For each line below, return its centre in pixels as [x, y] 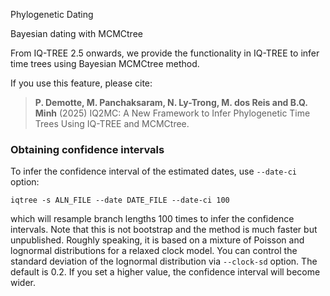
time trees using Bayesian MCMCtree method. [105, 63]
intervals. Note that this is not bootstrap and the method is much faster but [164, 230]
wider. [23, 283]
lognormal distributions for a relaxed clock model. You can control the [154, 251]
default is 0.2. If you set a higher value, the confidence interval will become [165, 272]
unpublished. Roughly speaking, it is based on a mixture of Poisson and [157, 240]
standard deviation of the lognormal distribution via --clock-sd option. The [164, 261]
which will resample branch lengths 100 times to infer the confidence [152, 219]
